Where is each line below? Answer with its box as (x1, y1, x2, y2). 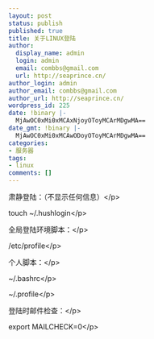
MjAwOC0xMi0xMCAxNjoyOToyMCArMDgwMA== (15, 117, 147, 125)
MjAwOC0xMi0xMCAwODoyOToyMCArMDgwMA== (15, 131, 147, 139)
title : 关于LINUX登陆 (8, 34, 77, 43)
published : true (8, 27, 63, 35)
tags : (8, 154, 27, 162)
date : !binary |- (8, 110, 67, 118)
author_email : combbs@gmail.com (8, 86, 117, 95)
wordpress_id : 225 (8, 101, 70, 110)
